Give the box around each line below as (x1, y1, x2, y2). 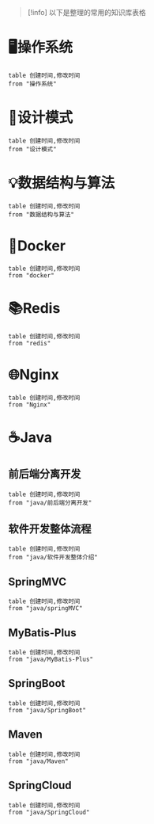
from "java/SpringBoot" (8, 706, 87, 714)
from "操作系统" (8, 79, 57, 88)
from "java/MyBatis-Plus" (8, 655, 93, 664)
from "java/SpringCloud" (8, 808, 90, 816)
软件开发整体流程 (8, 522, 92, 536)
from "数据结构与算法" (8, 210, 75, 219)
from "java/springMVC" (8, 605, 83, 612)
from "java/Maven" (8, 757, 69, 765)
